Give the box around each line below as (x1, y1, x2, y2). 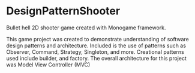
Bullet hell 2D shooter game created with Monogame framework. (6, 24, 166, 31)
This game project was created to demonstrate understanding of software (6, 35, 189, 42)
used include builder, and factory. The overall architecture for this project (6, 54, 187, 62)
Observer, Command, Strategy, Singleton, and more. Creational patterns (6, 48, 184, 55)
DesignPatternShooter (6, 4, 121, 18)
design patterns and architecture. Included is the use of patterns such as (6, 42, 186, 49)
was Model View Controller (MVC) (6, 61, 91, 68)
